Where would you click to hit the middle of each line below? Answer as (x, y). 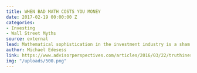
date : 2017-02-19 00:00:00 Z (42, 17)
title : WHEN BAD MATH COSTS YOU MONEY (53, 11)
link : (13, 55)
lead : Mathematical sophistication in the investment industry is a (91, 45)
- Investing (21, 28)
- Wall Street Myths (31, 34)
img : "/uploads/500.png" (36, 61)
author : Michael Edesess (36, 50)
